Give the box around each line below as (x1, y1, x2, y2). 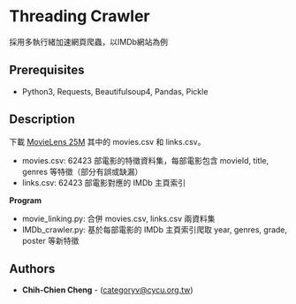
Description (9, 112, 75, 127)
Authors (9, 261, 56, 276)
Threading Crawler (9, 6, 150, 27)
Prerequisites (9, 63, 85, 78)
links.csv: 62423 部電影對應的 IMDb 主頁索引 (21, 177, 186, 187)
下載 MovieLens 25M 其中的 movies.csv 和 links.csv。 (9, 136, 206, 147)
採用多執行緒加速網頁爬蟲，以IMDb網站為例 (9, 36, 169, 47)
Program (9, 194, 42, 205)
